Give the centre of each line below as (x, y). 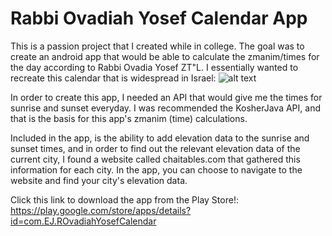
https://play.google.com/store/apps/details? (101, 210)
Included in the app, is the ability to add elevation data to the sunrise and (160, 138)
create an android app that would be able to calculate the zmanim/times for (165, 56)
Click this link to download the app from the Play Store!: (124, 199)
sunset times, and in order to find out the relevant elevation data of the (155, 148)
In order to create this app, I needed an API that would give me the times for (166, 97)
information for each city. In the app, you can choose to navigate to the (156, 169)
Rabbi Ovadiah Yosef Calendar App (159, 18)
